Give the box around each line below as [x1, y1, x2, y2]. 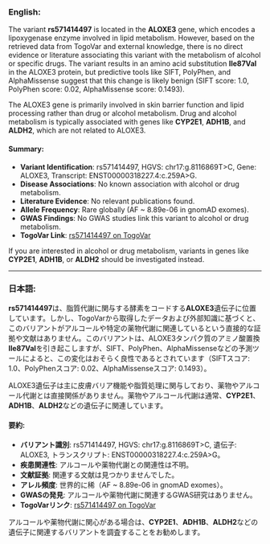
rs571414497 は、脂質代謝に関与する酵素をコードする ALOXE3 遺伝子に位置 [8, 303, 257, 313]
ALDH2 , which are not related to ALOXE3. [8, 125, 146, 135]
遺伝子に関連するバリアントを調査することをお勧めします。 [8, 527, 205, 537]
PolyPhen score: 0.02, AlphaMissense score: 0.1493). [8, 84, 185, 94]
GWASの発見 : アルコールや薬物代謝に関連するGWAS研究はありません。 [19, 490, 257, 500]
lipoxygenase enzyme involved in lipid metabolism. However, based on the [8, 33, 255, 43]
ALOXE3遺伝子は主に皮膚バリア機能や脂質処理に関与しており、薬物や [8, 380, 239, 390]
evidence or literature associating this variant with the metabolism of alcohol [8, 51, 261, 60]
